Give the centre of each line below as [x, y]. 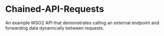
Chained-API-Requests [55, 9]
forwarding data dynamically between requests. [55, 28]
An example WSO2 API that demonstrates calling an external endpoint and [82, 23]
